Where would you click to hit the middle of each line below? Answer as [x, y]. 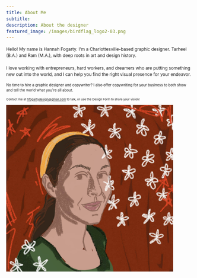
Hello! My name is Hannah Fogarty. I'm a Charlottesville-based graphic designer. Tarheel [96, 49]
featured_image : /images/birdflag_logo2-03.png [66, 31]
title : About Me [26, 12]
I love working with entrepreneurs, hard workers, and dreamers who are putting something [99, 68]
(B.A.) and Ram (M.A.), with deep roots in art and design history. [71, 56]
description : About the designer [47, 25]
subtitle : [18, 19]
